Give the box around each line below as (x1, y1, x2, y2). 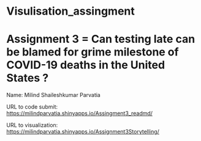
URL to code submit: (6, 103, 58, 110)
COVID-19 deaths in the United (6, 58, 165, 72)
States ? (6, 71, 49, 85)
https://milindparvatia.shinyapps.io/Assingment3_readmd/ (6, 110, 153, 117)
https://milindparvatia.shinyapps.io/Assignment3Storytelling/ (6, 128, 159, 136)
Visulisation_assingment (6, 4, 135, 18)
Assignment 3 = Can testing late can (6, 32, 195, 46)
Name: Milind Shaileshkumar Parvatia (6, 92, 101, 99)
